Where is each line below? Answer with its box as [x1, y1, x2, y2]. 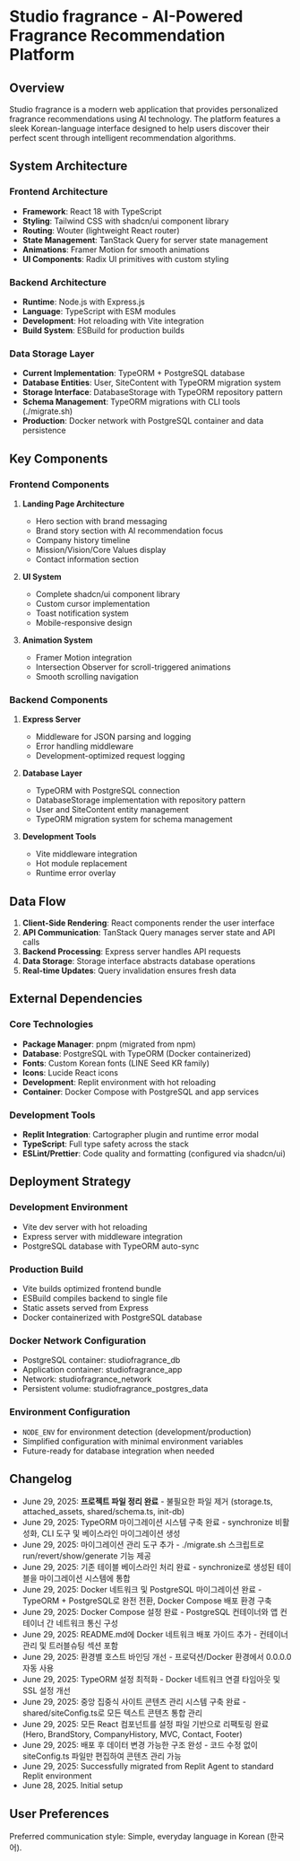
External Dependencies [9, 991, 143, 1006]
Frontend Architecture [9, 186, 108, 198]
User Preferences [9, 1806, 109, 1821]
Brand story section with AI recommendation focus [35, 525, 224, 536]
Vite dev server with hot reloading [21, 1221, 148, 1232]
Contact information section [35, 554, 139, 565]
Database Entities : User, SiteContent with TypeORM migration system [21, 377, 281, 388]
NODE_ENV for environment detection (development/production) [21, 1426, 253, 1437]
